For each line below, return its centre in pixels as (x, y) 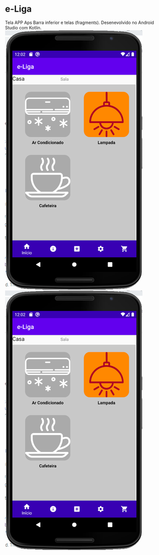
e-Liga (18, 9)
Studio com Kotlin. (23, 27)
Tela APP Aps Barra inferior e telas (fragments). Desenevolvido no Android (79, 22)
